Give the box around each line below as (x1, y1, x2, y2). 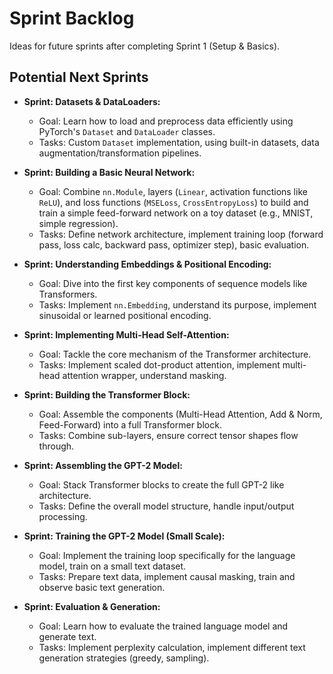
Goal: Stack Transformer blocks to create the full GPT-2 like (38, 478, 285, 491)
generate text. (38, 630, 97, 642)
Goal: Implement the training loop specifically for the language (38, 549, 296, 561)
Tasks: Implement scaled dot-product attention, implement (38, 358, 281, 371)
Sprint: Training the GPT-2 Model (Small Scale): (23, 530, 226, 542)
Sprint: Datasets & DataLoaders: (23, 95, 161, 107)
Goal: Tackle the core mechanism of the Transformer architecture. (38, 348, 312, 360)
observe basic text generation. (38, 581, 166, 593)
